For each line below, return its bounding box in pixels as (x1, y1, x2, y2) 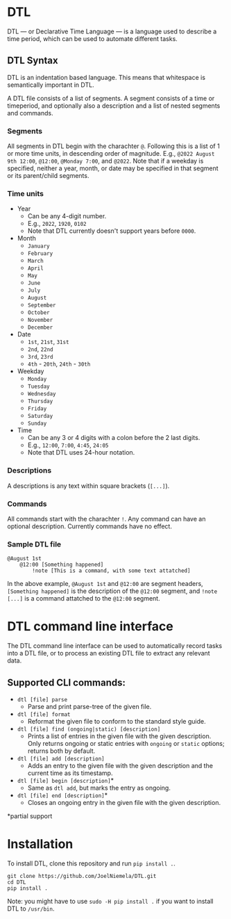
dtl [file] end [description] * (17, 790, 108, 799)
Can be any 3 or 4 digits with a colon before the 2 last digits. (27, 434, 200, 442)
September (27, 302, 57, 309)
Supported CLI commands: (7, 676, 126, 688)
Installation (7, 836, 74, 852)
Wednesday (27, 391, 57, 398)
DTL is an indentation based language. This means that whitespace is (7, 73, 206, 81)
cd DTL (7, 879, 26, 886)
